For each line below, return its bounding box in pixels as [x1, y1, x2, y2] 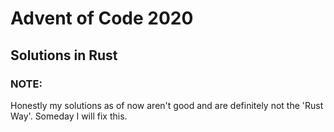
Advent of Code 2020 [10, 7, 194, 30]
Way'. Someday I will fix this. [10, 110, 128, 122]
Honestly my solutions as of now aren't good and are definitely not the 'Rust [10, 99, 324, 111]
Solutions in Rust [10, 47, 118, 64]
